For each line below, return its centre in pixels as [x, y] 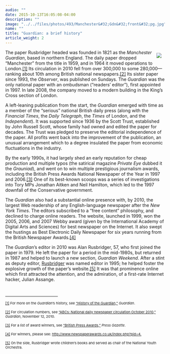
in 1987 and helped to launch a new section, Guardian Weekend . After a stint [85, 258]
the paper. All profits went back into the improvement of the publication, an [83, 137]
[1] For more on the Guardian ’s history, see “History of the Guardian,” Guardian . [70, 303]
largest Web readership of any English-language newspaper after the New [83, 205]
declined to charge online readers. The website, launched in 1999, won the [83, 216]
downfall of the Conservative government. [49, 190]
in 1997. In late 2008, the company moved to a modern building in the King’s [84, 90]
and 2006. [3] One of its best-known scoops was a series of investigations [82, 179]
